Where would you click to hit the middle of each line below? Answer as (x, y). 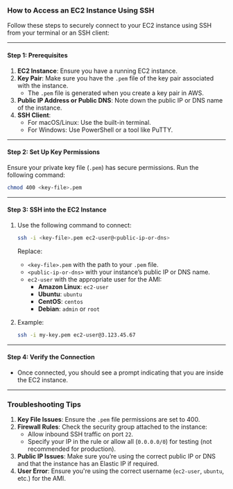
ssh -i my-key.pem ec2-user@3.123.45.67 (76, 335)
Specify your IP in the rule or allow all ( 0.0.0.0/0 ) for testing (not (120, 442)
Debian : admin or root (69, 309)
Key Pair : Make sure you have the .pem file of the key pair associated (115, 78)
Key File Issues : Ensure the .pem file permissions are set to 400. (109, 420)
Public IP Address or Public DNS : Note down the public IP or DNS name (120, 100)
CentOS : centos (60, 301)
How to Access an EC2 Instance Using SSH (81, 10)
